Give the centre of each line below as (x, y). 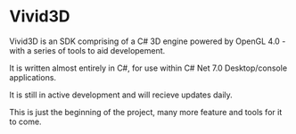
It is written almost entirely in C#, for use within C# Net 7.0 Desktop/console (148, 68)
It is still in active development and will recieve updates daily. (121, 95)
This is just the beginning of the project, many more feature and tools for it (146, 112)
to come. (25, 121)
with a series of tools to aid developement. (87, 50)
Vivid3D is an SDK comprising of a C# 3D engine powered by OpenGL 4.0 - (148, 41)
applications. (33, 77)
